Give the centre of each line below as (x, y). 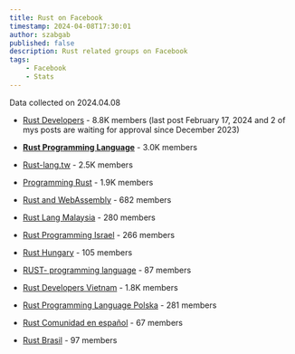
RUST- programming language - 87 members (107, 270)
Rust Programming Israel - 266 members (98, 234)
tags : (19, 60)
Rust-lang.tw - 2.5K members (78, 165)
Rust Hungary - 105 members (77, 252)
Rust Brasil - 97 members (70, 340)
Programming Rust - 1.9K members (88, 182)
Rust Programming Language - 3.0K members (109, 147)
